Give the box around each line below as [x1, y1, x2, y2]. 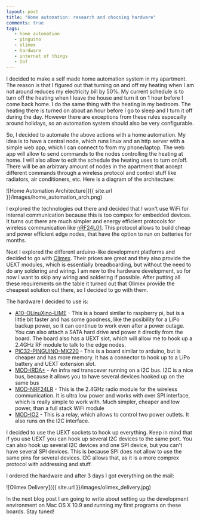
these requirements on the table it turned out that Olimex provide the [6, 280, 175, 287]
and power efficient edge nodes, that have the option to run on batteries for [6, 230, 192, 238]
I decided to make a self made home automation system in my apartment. [6, 75, 187, 82]
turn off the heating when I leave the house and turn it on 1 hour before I [6, 94, 183, 101]
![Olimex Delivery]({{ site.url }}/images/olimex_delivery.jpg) [6, 483, 151, 491]
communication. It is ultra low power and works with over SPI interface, [14, 391, 190, 399]
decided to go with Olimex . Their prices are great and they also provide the [6, 254, 191, 261]
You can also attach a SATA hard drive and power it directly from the [14, 328, 183, 335]
